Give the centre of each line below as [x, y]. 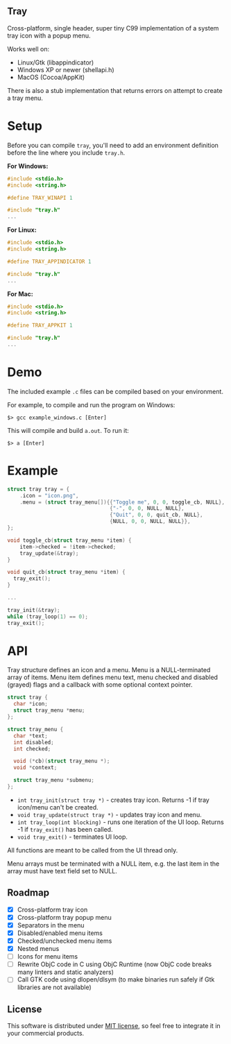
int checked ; [32, 748]
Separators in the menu [51, 925]
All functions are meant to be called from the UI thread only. [93, 850]
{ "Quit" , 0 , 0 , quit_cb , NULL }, [156, 515]
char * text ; [31, 736]
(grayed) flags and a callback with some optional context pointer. [100, 685]
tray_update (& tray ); [49, 553]
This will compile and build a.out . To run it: [68, 430]
